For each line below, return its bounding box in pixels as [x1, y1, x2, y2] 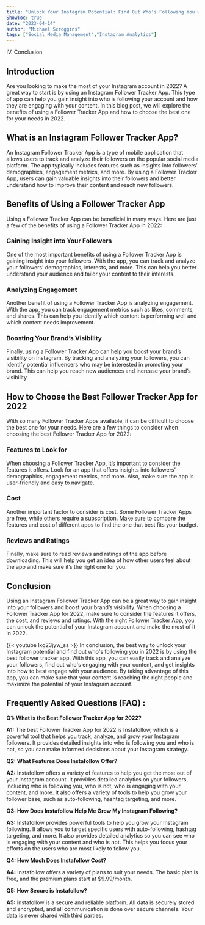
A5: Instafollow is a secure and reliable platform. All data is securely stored [6, 899, 195, 906]
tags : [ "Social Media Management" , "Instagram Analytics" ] [6, 32, 157, 38]
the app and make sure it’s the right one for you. [6, 563, 127, 571]
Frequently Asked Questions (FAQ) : [6, 698, 146, 709]
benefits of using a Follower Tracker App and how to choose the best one [6, 108, 191, 115]
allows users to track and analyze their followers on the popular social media [6, 155, 199, 163]
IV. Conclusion [6, 48, 43, 56]
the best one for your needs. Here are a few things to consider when [6, 424, 179, 431]
